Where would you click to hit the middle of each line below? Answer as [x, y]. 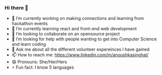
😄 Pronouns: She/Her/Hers [39, 62]
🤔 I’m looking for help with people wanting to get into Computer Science [84, 39]
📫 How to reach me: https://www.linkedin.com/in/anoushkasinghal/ [80, 55]
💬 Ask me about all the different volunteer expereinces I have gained [81, 49]
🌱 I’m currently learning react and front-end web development [74, 29]
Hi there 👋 [17, 8]
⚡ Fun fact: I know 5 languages [43, 67]
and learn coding [29, 44]
